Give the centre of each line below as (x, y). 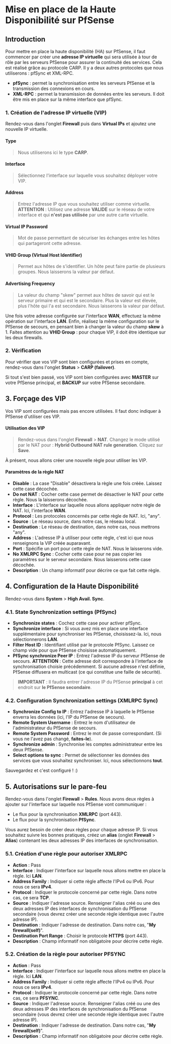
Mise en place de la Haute (61, 9)
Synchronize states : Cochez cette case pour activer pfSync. (77, 623)
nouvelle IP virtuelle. (26, 129)
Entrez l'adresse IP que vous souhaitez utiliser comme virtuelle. (84, 204)
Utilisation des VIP (25, 428)
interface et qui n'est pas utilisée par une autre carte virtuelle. (83, 215)
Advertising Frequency (30, 283)
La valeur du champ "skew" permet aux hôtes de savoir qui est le (86, 295)
